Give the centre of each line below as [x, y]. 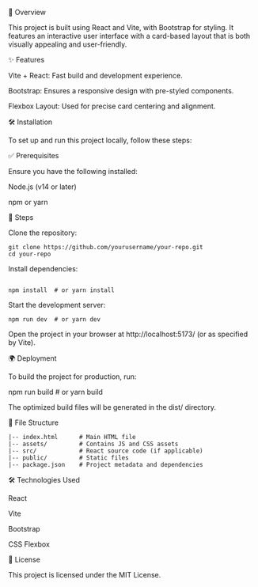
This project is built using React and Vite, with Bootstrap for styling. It [121, 27]
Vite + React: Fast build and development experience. [96, 76]
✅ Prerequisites [34, 155]
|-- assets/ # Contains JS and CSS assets [93, 444]
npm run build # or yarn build [55, 392]
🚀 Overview [27, 12]
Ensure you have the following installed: [73, 171]
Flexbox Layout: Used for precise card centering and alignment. [112, 106]
